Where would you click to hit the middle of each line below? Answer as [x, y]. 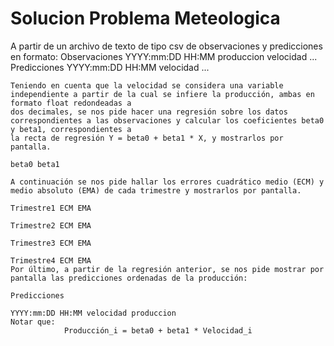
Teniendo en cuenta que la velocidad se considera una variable [147, 85]
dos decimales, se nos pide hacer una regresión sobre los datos [149, 112]
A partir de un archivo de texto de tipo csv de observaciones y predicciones [166, 46]
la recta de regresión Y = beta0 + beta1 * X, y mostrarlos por [147, 138]
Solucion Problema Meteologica [145, 18]
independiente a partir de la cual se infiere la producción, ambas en [162, 94]
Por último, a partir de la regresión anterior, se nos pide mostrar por [167, 269]
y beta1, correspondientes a [71, 129]
